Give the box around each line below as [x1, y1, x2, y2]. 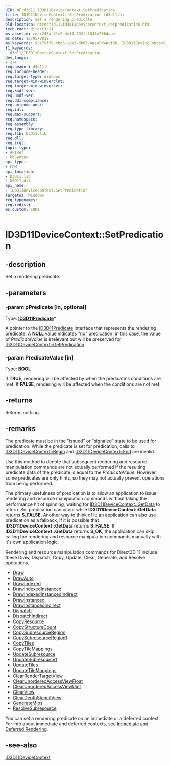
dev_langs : [5, 55, 29, 60]
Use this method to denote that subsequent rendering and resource [5, 458, 148, 465]
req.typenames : [5, 197, 38, 202]
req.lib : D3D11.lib [5, 131, 47, 136]
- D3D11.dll [5, 178, 31, 184]
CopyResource [12, 618, 44, 625]
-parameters [5, 288, 46, 297]
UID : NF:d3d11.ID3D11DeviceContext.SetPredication [5, 7, 115, 13]
